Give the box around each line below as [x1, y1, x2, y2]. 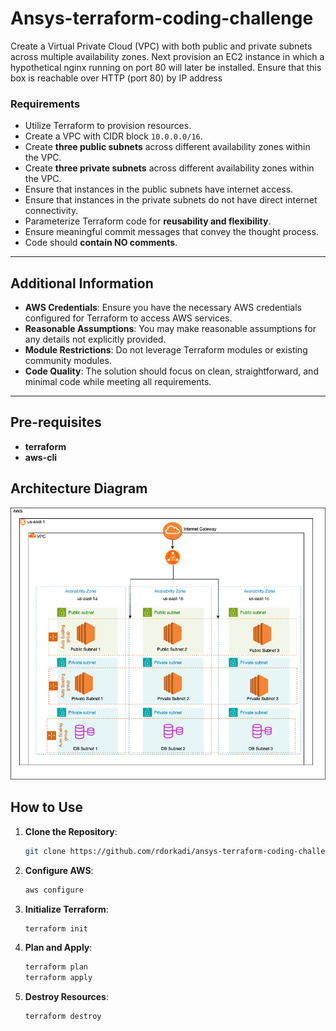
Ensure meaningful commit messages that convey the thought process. [24, 226, 319, 238]
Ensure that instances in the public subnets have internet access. [24, 183, 294, 196]
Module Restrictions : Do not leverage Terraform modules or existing [24, 344, 308, 356]
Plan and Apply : [24, 942, 93, 954]
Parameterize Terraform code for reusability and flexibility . [24, 215, 272, 227]
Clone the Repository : [24, 825, 118, 837]
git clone [24, 846, 67, 856]
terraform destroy [24, 1012, 102, 1022]
